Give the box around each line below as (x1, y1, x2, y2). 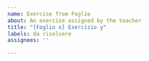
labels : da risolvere (7, 30, 72, 38)
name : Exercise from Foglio (7, 10, 91, 18)
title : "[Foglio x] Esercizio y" (7, 23, 107, 30)
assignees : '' (7, 37, 50, 44)
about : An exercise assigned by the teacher (7, 17, 142, 24)
